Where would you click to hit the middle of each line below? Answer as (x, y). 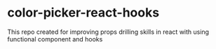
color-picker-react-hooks (83, 13)
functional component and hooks (55, 39)
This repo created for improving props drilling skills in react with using (108, 32)
